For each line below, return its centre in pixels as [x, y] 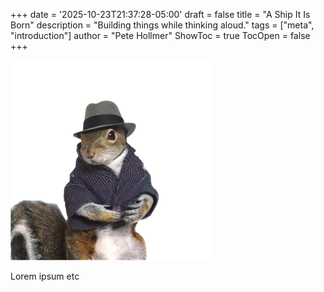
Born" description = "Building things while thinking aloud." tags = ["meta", [162, 25]
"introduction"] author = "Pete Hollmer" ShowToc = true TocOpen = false [160, 35]
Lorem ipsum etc [45, 276]
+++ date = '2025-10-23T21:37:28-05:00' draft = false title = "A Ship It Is [160, 14]
